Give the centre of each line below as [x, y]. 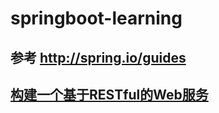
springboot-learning [96, 18]
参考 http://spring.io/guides [98, 57]
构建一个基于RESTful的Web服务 [109, 94]
